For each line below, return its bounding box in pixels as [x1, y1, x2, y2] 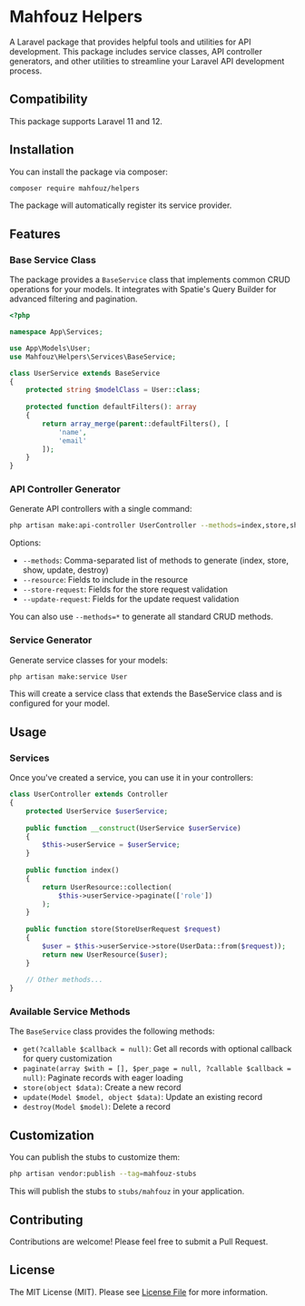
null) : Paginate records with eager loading [22, 1073, 183, 1084]
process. [9, 65, 43, 76]
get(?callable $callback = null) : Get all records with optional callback [22, 1044, 292, 1055]
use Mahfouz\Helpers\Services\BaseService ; [9, 352, 177, 361]
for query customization [22, 1053, 113, 1064]
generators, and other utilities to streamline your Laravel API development [9, 55, 285, 66]
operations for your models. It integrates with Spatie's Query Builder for [9, 284, 277, 295]
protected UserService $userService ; [25, 806, 169, 816]
